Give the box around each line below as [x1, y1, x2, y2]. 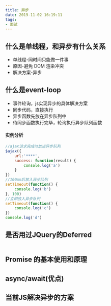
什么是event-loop [5, 85, 61, 95]
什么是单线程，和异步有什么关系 [5, 42, 106, 51]
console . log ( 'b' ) [14, 186, 51, 192]
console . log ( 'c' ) [14, 206, 51, 211]
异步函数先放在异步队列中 [12, 113, 67, 119]
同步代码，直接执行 [12, 106, 53, 113]
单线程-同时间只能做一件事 [12, 57, 69, 63]
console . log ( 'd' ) [5, 215, 42, 221]
